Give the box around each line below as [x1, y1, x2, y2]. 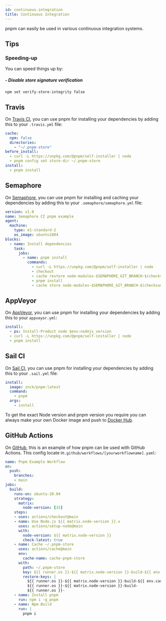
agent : [5, 219, 19, 223]
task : [14, 246, 26, 251]
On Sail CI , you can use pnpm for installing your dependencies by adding [5, 365, 154, 371]
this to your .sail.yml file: [5, 370, 58, 376]
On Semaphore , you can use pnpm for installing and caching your [5, 194, 139, 200]
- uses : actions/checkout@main [14, 515, 79, 520]
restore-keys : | [23, 574, 56, 579]
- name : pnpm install [23, 255, 68, 260]
